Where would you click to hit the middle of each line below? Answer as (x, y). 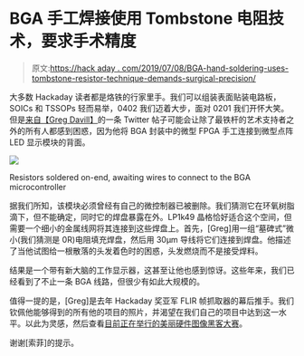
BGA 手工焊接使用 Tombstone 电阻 (139, 19)
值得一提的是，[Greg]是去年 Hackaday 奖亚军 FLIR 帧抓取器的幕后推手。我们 (152, 301)
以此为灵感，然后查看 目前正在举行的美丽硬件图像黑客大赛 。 (136, 323)
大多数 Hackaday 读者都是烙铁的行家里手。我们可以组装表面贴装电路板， (145, 97)
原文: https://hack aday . (76, 68)
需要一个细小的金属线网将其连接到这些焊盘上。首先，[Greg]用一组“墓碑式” (148, 228)
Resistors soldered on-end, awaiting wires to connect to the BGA (130, 177)
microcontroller (38, 187)
